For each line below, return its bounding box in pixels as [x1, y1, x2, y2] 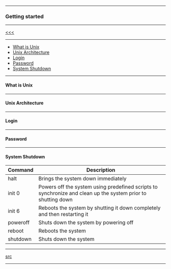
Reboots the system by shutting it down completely [38, 204, 161, 211]
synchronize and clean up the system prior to [38, 190, 147, 197]
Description [86, 167, 116, 174]
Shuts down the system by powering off [38, 219, 134, 226]
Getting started [5, 13, 44, 20]
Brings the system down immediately [38, 175, 127, 182]
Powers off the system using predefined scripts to [38, 183, 158, 191]
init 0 [8, 190, 20, 197]
